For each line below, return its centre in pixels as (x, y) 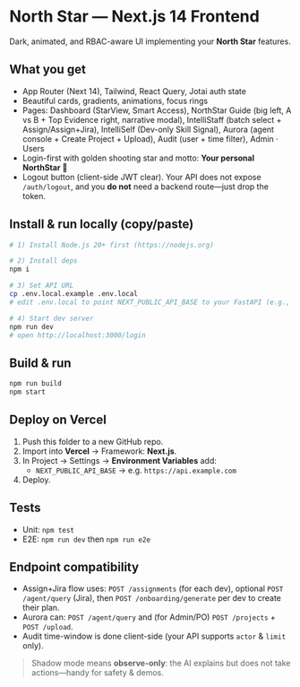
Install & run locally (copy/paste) (102, 225)
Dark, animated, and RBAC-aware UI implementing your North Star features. (150, 41)
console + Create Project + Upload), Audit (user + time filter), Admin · (150, 139)
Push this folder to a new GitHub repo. (93, 441)
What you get (48, 70)
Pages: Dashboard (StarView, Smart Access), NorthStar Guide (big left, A (157, 110)
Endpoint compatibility (74, 567)
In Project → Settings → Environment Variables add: (120, 460)
